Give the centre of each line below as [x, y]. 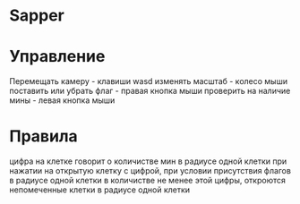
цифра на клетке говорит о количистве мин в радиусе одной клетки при [148, 161]
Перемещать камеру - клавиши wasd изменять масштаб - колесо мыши [149, 81]
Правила [43, 136]
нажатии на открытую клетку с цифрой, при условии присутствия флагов [150, 171]
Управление [57, 57]
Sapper [37, 16]
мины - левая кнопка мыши [62, 100]
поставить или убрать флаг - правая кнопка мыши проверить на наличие [150, 91]
